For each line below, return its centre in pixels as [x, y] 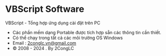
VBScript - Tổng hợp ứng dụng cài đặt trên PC [53, 23]
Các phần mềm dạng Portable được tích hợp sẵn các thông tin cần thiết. [87, 32]
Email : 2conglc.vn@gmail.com [44, 43]
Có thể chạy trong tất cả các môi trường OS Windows [67, 38]
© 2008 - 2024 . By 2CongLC [43, 48]
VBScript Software [45, 9]
